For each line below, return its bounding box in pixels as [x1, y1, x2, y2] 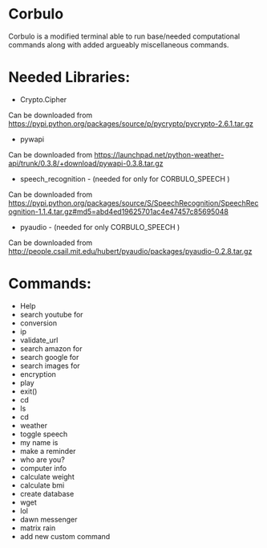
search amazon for [19, 343, 83, 354]
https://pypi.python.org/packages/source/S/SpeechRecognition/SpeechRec [8, 198, 259, 207]
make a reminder [19, 446, 76, 456]
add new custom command [19, 531, 111, 541]
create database [19, 489, 75, 498]
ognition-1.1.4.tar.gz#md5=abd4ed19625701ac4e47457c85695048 [8, 207, 229, 216]
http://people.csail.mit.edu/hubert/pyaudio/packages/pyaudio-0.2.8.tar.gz [8, 246, 253, 256]
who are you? [19, 455, 66, 464]
